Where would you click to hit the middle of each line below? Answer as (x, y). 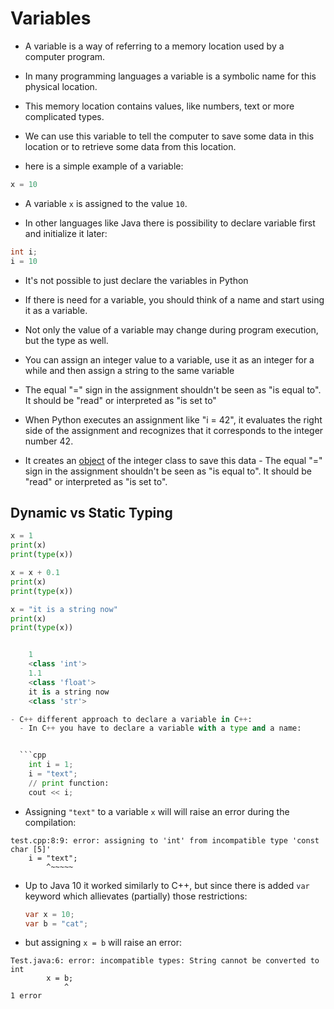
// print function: (69, 783)
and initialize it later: (66, 233)
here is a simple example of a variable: (104, 166)
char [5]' (31, 849)
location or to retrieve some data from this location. (130, 146)
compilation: (50, 822)
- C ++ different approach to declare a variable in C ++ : (131, 719)
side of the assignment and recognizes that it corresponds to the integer (174, 430)
